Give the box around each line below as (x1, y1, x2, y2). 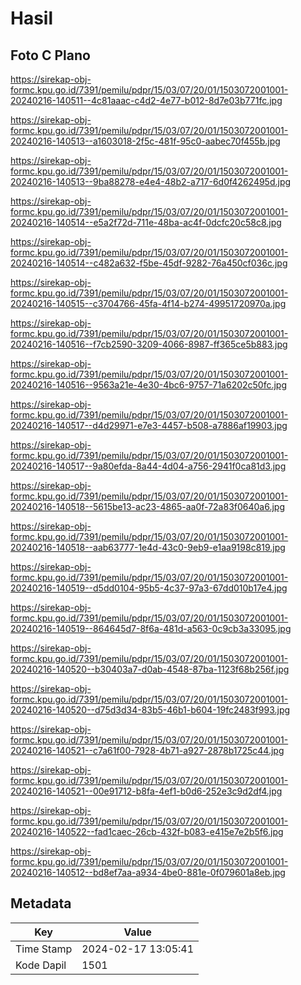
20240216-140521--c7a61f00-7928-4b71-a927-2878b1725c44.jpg (10, 745, 285, 756)
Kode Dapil (15, 958, 67, 972)
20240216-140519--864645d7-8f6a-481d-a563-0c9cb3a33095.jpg (10, 623, 292, 634)
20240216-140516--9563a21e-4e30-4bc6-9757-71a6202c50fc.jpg (10, 379, 288, 391)
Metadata (10, 895, 72, 912)
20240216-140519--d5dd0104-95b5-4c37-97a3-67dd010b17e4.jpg (10, 582, 288, 594)
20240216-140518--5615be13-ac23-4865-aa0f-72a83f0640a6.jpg (10, 501, 285, 512)
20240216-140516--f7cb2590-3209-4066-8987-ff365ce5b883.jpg (10, 338, 288, 350)
